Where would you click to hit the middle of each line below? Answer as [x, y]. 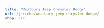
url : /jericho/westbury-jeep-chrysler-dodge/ [52, 14]
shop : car [15, 18]
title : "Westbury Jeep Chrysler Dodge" [46, 9]
